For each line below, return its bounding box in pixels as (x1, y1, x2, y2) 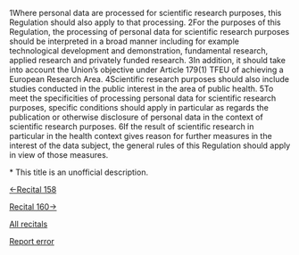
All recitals (9, 218, 48, 229)
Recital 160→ (9, 202, 57, 212)
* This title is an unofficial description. (9, 167, 149, 177)
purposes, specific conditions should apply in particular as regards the (9, 103, 270, 112)
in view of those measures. (9, 150, 109, 160)
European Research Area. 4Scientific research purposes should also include (9, 74, 290, 84)
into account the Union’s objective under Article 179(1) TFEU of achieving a (9, 64, 284, 75)
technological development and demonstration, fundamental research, (9, 45, 269, 56)
